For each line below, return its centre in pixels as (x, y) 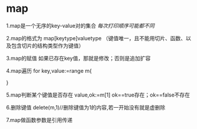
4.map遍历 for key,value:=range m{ (49, 70)
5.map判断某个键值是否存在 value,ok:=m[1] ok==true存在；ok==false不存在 (98, 95)
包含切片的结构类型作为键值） (47, 46)
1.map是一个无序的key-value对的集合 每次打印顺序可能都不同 (80, 25)
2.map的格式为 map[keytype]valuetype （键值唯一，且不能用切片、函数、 (96, 38)
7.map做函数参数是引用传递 (39, 120)
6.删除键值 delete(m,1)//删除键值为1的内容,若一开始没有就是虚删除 (86, 107)
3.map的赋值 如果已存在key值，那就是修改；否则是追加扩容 (78, 58)
